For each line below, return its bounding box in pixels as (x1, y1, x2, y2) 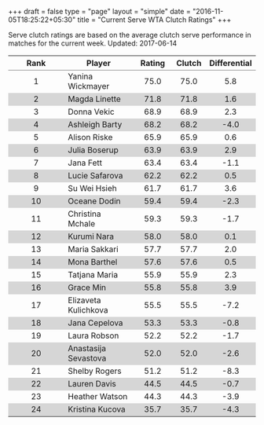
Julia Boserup (68, 145, 119, 156)
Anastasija (68, 343, 106, 354)
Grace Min (68, 282, 107, 293)
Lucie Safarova (68, 170, 123, 181)
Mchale (68, 218, 96, 229)
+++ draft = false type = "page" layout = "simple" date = (8, 7, 191, 16)
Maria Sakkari (68, 244, 119, 255)
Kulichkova (68, 305, 108, 315)
